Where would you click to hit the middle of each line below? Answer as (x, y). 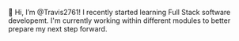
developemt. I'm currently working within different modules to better (119, 20)
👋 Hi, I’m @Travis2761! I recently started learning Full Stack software (119, 12)
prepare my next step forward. (58, 29)
